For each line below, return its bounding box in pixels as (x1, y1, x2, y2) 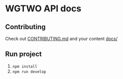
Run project (5, 50, 42, 58)
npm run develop (12, 69, 46, 74)
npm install (12, 64, 37, 69)
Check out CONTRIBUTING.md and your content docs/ (5, 36, 118, 41)
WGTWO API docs (5, 3, 82, 14)
